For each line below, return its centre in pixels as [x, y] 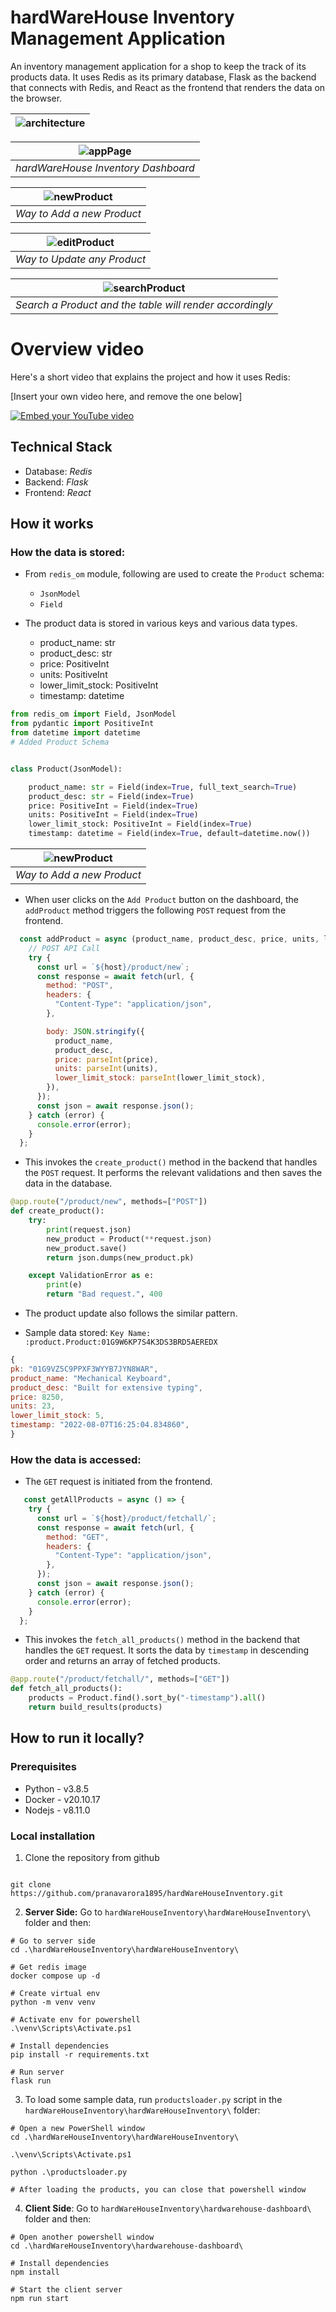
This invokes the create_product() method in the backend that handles [171, 1162]
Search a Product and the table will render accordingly [144, 304]
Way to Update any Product [81, 259]
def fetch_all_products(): [66, 1689]
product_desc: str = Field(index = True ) [111, 796]
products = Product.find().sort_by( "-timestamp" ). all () [147, 1698]
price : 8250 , [37, 1397]
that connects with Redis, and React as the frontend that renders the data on [168, 87]
